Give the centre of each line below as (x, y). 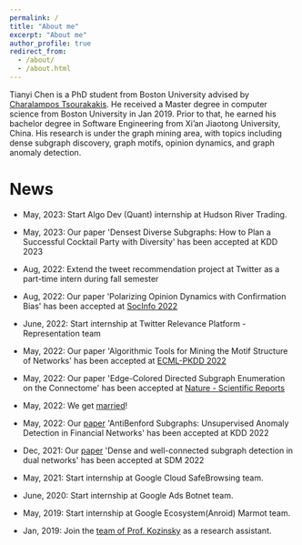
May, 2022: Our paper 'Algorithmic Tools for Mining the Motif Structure (155, 350)
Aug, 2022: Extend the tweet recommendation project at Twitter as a (151, 268)
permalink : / (34, 18)
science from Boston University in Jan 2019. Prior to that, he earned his (143, 114)
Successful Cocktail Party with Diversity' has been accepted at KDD (150, 241)
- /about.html (44, 69)
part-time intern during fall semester (91, 278)
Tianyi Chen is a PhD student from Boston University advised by (130, 94)
